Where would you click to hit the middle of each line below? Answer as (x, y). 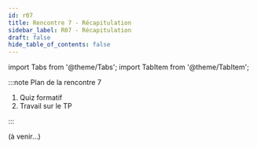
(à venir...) (24, 137)
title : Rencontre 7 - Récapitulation (70, 23)
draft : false (29, 37)
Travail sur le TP (46, 106)
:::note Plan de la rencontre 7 (55, 83)
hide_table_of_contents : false (59, 45)
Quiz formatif (41, 98)
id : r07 (21, 15)
